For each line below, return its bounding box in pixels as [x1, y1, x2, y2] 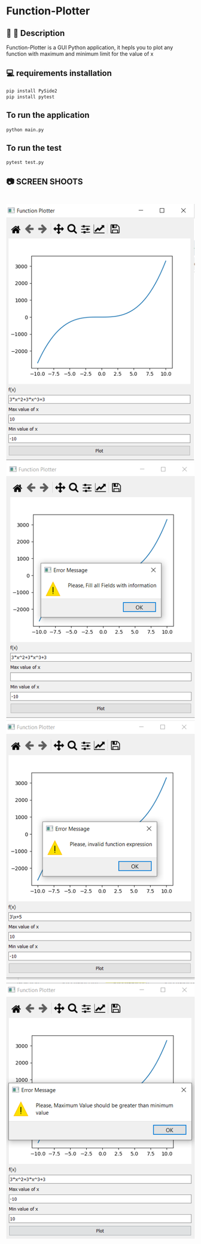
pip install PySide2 [6, 88, 58, 94]
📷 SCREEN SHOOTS [6, 177, 83, 187]
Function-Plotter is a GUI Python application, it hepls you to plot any [6, 44, 173, 51]
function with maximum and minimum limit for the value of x [6, 50, 154, 57]
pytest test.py [6, 160, 44, 166]
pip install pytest [6, 94, 55, 100]
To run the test [6, 143, 62, 153]
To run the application [6, 110, 90, 120]
